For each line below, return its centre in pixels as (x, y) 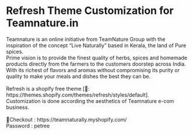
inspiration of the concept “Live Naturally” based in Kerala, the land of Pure (96, 45)
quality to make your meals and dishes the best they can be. (78, 76)
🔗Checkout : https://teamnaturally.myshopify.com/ (66, 119)
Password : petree (28, 126)
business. (17, 107)
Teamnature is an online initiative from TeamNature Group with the (86, 39)
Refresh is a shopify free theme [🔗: (48, 88)
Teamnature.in (42, 23)
